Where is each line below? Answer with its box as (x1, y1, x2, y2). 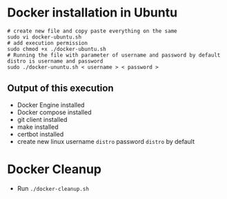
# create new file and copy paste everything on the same (7, 28, 177, 34)
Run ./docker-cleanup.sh (17, 184, 90, 192)
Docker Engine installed (17, 101, 85, 109)
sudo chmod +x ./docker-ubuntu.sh (7, 45, 107, 52)
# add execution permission (7, 39, 88, 46)
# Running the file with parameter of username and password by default (7, 52, 221, 59)
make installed (17, 123, 59, 131)
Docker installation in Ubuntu (7, 5, 178, 21)
